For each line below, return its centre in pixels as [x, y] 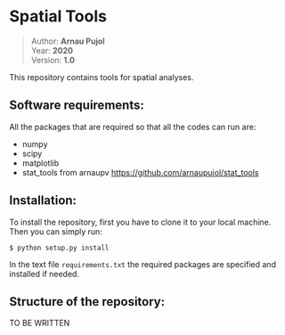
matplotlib [41, 163]
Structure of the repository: [87, 302]
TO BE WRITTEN [40, 323]
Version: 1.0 [53, 60]
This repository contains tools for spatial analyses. [102, 77]
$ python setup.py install [59, 248]
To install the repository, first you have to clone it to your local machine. [140, 222]
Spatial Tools [58, 16]
